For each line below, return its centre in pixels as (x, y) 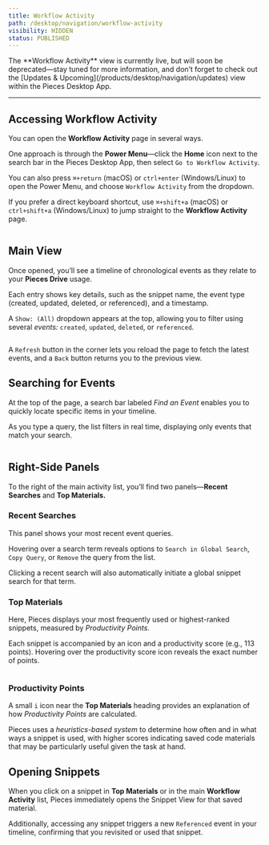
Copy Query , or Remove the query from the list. (82, 557)
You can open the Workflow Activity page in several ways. (106, 139)
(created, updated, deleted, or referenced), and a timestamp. (108, 303)
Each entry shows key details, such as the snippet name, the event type (127, 294)
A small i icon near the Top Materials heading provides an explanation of (129, 706)
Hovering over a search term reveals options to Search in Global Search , (129, 549)
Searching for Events (62, 383)
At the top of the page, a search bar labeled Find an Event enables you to (129, 402)
